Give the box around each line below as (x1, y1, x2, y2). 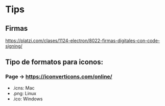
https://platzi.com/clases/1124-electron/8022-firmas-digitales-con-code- (5, 37, 160, 44)
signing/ (5, 43, 22, 49)
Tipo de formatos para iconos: (5, 58, 104, 67)
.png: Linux (12, 90, 37, 96)
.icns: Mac (12, 84, 35, 91)
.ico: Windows (12, 96, 43, 102)
